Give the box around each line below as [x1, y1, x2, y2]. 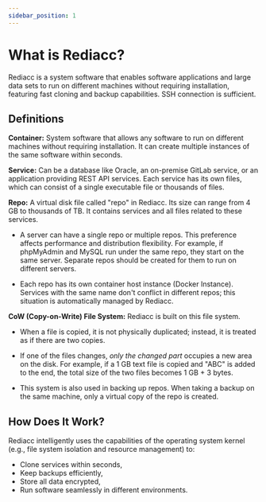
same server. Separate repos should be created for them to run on [19, 255, 237, 265]
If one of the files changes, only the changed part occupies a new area [19, 351, 253, 360]
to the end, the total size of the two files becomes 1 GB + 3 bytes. [19, 368, 234, 378]
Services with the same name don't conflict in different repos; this [19, 288, 236, 298]
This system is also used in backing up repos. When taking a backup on [19, 383, 255, 393]
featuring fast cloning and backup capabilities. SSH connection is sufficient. [8, 89, 256, 99]
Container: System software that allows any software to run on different [8, 133, 244, 143]
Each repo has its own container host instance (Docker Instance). [19, 279, 234, 289]
